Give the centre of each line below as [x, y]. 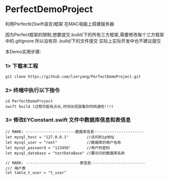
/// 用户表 [16, 168]
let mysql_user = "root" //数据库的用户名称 [63, 142]
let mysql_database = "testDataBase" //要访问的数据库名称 [65, 153]
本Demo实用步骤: [23, 51]
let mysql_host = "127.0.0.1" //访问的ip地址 [60, 137]
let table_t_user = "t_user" [36, 172]
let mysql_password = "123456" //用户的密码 [58, 148]
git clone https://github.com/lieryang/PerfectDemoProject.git [73, 77]
